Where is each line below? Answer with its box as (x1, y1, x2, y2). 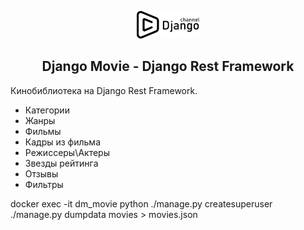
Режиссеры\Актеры (24, 146, 110, 158)
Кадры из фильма (24, 136, 102, 148)
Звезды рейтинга (24, 157, 99, 169)
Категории (24, 104, 70, 116)
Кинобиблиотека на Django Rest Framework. (10, 84, 198, 96)
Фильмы (24, 125, 62, 137)
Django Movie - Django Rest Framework (41, 58, 295, 75)
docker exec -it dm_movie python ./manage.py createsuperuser (10, 197, 273, 210)
